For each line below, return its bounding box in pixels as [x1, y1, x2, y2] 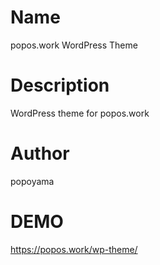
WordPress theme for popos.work [10, 107, 150, 119]
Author [10, 142, 70, 165]
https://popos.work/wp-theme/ [10, 243, 138, 255]
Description [10, 74, 110, 97]
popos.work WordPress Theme [10, 39, 138, 51]
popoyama [10, 175, 55, 187]
